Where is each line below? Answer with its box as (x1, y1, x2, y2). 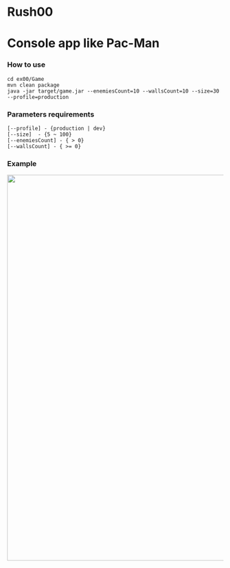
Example (7, 158, 37, 168)
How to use (7, 60, 46, 69)
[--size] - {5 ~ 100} (7, 131, 72, 138)
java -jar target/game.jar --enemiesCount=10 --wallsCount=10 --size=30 (7, 87, 220, 95)
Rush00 (7, 4, 54, 20)
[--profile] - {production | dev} (7, 125, 106, 132)
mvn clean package (7, 82, 60, 88)
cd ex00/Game (7, 75, 45, 82)
